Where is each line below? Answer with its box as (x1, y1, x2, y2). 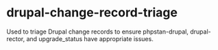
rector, (6, 34, 25, 42)
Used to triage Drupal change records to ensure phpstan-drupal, (6, 27, 189, 36)
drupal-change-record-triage (6, 5, 178, 21)
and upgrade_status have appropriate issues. (26, 34, 154, 42)
